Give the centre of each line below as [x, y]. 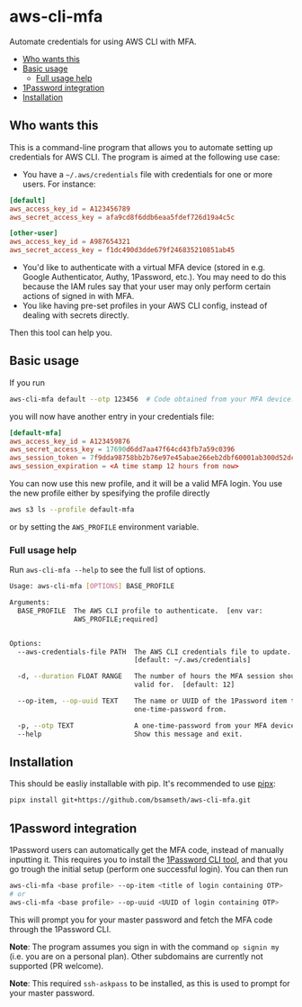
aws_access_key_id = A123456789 [70, 209]
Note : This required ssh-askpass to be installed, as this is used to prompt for [150, 983]
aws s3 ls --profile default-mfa [72, 510]
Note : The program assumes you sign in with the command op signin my [145, 947]
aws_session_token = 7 [52, 458]
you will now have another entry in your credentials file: [112, 416]
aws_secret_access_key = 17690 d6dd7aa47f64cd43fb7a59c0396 [122, 449]
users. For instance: [59, 184]
